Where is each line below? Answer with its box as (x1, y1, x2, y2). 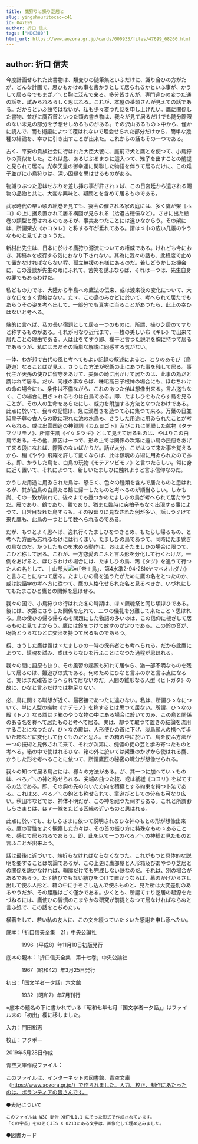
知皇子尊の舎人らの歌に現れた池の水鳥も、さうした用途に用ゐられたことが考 (6, 414, 192, 422)
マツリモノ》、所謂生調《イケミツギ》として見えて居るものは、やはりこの (6, 429, 184, 437)
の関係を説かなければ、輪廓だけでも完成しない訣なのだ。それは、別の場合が (6, 867, 192, 874)
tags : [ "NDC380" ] (6, 31, 49, 37)
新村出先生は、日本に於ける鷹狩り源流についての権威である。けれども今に (6, 244, 187, 251)
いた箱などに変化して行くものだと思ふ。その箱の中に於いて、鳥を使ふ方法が (6, 733, 192, 740)
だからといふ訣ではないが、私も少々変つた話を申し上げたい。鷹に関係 (16, 106, 187, 113)
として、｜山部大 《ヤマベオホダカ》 (26, 565, 190, 572)
